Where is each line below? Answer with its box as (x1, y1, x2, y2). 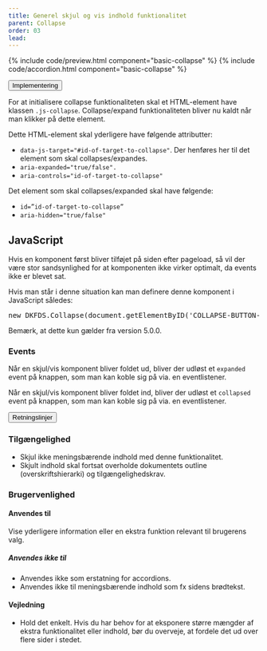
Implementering (12, 81, 58, 90)
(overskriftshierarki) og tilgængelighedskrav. (19, 469, 166, 478)
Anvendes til (8, 509, 52, 518)
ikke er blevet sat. (8, 272, 66, 281)
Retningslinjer (12, 413, 53, 422)
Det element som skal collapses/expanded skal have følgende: (8, 186, 214, 196)
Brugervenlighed (8, 489, 76, 500)
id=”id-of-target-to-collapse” (19, 203, 124, 212)
